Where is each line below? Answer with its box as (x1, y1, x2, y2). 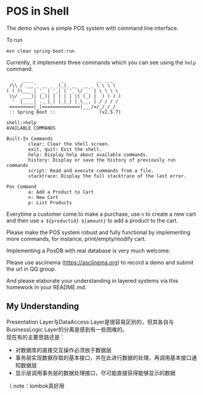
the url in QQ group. (6, 265, 56, 272)
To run (6, 36, 23, 43)
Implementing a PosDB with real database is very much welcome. (6, 247, 171, 254)
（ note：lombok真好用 (6, 382, 65, 390)
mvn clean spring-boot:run (6, 48, 75, 54)
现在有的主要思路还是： (6, 333, 65, 341)
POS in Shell (6, 4, 69, 18)
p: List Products (28, 199, 72, 205)
